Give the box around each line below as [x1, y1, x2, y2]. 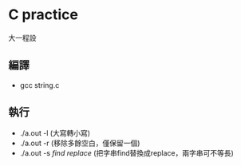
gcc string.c [19, 80, 60, 89]
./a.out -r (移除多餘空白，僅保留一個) [19, 138, 140, 148]
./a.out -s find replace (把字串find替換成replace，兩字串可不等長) [19, 148, 234, 157]
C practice [8, 6, 78, 24]
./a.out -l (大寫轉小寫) [19, 128, 90, 137]
